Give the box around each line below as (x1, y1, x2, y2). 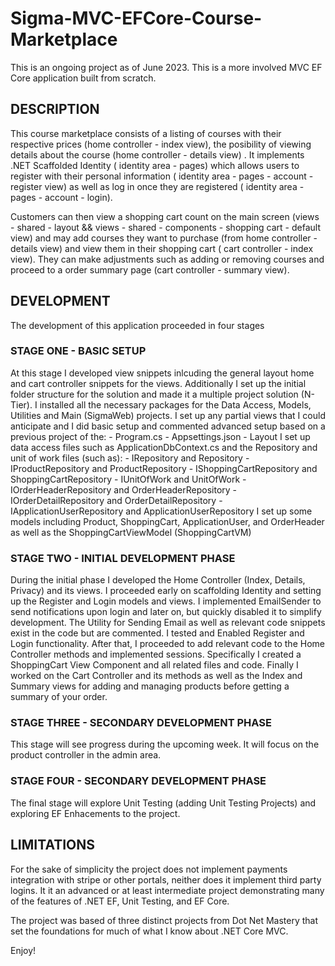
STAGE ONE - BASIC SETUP (10, 344, 147, 358)
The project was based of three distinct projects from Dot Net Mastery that (10, 914, 319, 926)
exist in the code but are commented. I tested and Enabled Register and (10, 627, 305, 639)
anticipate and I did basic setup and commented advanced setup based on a (10, 420, 326, 432)
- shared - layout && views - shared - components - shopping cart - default (10, 221, 322, 233)
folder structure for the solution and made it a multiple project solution (10, 388, 299, 400)
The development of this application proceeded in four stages (10, 319, 265, 331)
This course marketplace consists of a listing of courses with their (10, 127, 282, 139)
